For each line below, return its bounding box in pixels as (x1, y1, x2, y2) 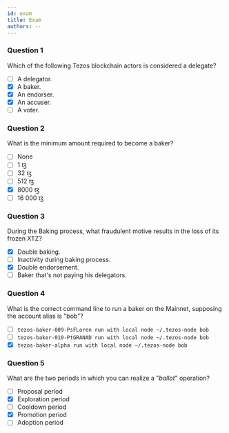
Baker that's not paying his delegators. (17, 271, 128, 279)
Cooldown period (17, 403, 67, 411)
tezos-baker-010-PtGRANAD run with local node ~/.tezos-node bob (17, 334, 209, 341)
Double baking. (17, 248, 61, 256)
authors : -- (7, 23, 41, 30)
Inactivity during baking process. (17, 256, 111, 264)
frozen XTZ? (7, 234, 43, 242)
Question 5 (7, 358, 45, 367)
